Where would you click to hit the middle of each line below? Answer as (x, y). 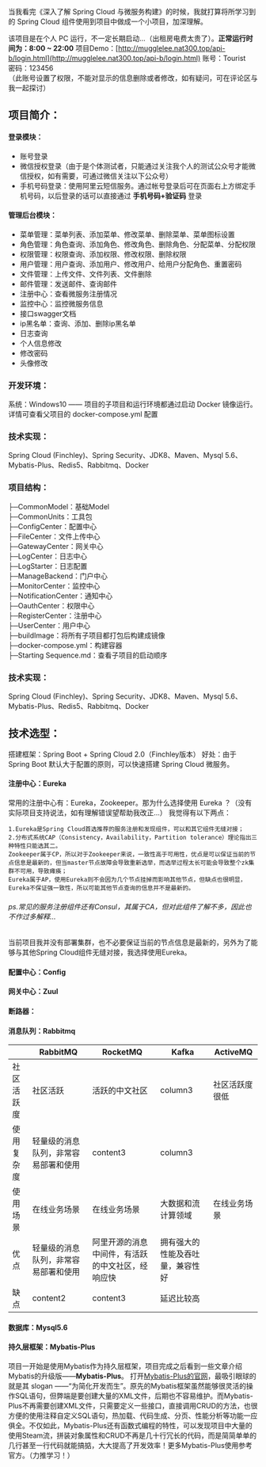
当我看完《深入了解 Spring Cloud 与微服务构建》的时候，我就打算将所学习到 (132, 11)
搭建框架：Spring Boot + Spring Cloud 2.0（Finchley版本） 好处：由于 (123, 754)
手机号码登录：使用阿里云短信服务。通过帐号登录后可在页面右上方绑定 (134, 185)
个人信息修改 (40, 343)
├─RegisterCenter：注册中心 (55, 615)
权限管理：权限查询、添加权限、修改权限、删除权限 (103, 254)
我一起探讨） (29, 88)
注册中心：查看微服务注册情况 (68, 293)
